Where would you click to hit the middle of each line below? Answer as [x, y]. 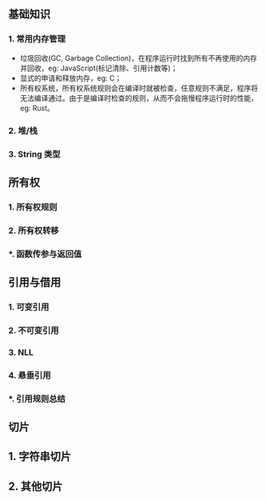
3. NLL [21, 352]
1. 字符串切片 [40, 456]
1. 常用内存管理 [37, 39]
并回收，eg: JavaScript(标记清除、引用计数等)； [99, 68]
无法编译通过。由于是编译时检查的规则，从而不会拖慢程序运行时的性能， [139, 97]
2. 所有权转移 [34, 230]
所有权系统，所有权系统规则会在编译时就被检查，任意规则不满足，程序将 [139, 88]
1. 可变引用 [29, 307]
